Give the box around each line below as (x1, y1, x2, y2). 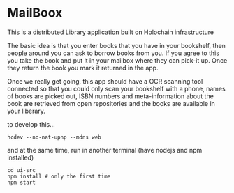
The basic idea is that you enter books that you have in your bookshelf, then (7, 41, 226, 49)
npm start (7, 179, 36, 186)
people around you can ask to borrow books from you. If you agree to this (7, 49, 220, 57)
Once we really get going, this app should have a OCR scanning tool (7, 77, 203, 85)
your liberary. (7, 107, 45, 115)
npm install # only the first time (7, 173, 111, 180)
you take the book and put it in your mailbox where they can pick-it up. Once (7, 56, 228, 64)
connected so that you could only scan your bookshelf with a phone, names (7, 84, 226, 93)
